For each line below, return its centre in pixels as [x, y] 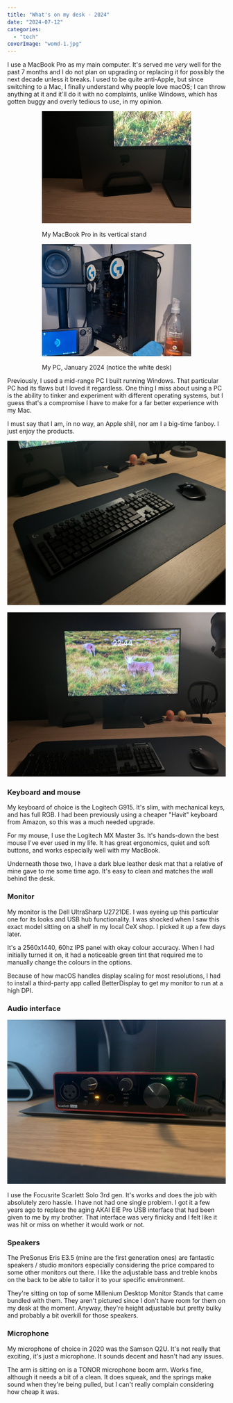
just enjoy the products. [41, 432]
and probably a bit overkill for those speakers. [73, 1315]
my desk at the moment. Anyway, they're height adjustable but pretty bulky [114, 1308]
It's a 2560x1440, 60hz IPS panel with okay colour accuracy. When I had [111, 947]
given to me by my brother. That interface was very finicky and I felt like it [112, 1217]
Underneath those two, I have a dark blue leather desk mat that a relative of [115, 864]
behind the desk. [31, 878]
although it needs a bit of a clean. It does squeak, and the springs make [109, 1377]
